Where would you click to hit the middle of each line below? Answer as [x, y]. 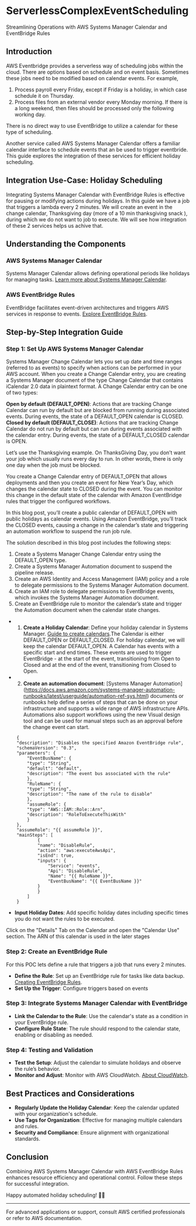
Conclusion [27, 1157]
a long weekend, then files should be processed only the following [94, 108]
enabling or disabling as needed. [54, 1035]
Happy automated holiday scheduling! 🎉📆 [56, 1195]
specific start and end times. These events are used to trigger [97, 653]
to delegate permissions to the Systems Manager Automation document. [101, 585]
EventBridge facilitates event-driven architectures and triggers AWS [87, 307]
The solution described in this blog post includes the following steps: [89, 543]
